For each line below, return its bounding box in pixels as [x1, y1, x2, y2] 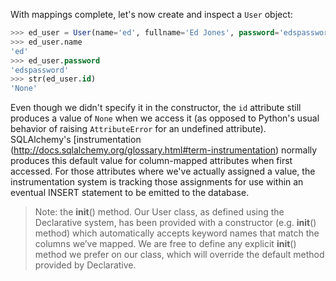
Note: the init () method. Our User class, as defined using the [34, 206, 285, 218]
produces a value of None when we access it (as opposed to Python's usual [10, 112, 320, 124]
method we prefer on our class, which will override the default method [34, 249, 325, 261]
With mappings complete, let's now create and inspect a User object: [10, 9, 293, 20]
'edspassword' [10, 65, 70, 75]
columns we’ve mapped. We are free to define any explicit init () [34, 238, 297, 250]
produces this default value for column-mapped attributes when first [10, 155, 293, 167]
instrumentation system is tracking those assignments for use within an [10, 176, 304, 188]
